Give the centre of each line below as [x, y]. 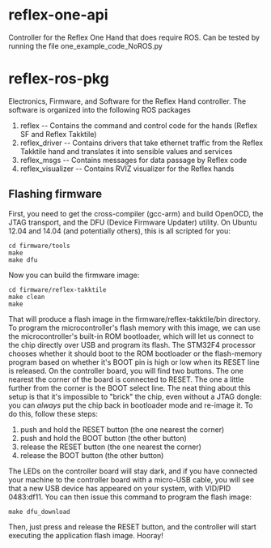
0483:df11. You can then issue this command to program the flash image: [130, 497]
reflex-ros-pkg [59, 79]
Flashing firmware [55, 194]
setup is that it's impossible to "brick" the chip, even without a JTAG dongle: [135, 396]
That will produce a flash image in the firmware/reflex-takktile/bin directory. [134, 319]
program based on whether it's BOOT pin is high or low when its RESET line [134, 362]
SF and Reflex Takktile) [58, 134]
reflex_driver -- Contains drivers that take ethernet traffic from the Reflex [142, 143]
